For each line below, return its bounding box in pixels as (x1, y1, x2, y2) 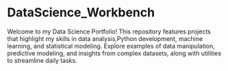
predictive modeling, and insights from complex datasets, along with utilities (7, 49, 221, 57)
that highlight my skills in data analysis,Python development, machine (7, 34, 203, 42)
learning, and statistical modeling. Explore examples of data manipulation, (7, 42, 216, 50)
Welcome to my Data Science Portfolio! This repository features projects (7, 27, 211, 35)
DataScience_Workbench (7, 5, 155, 20)
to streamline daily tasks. (7, 56, 77, 64)
